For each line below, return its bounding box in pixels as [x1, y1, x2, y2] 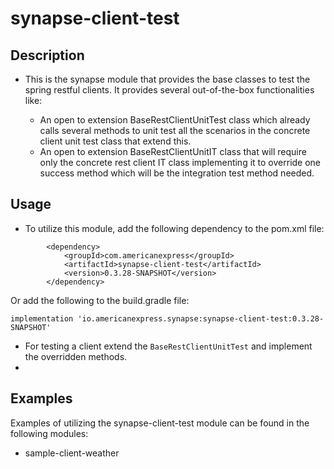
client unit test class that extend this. [39, 135, 192, 147]
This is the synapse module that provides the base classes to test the [24, 73, 311, 85]
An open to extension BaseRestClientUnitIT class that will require [39, 146, 307, 157]
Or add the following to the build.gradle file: [10, 294, 190, 306]
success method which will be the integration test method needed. [39, 167, 315, 179]
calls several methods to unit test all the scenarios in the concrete [39, 125, 311, 136]
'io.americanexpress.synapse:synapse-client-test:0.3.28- [77, 313, 325, 324]
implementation [10, 313, 74, 324]
